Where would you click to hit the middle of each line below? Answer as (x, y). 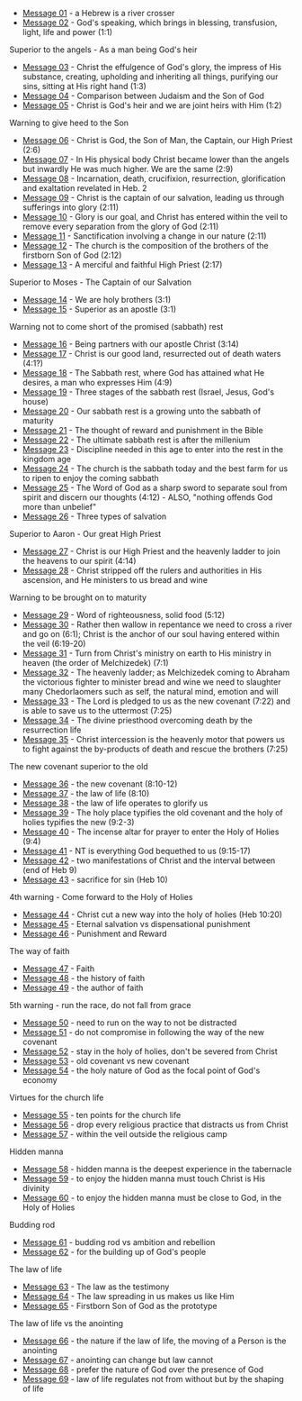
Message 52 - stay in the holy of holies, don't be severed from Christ (150, 1051)
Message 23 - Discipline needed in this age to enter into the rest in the (153, 449)
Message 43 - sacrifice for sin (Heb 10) (95, 879)
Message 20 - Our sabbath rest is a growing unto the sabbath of (142, 411)
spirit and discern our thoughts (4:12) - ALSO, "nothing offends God (147, 497)
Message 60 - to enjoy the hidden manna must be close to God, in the (152, 1198)
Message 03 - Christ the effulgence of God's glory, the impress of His (152, 67)
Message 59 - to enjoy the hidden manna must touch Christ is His (144, 1178)
